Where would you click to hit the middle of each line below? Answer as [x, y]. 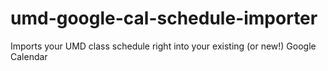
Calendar [29, 56]
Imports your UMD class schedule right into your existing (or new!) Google [163, 46]
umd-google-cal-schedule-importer [164, 18]
